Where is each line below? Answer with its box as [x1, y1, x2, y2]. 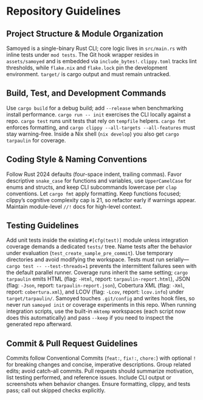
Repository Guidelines [6, 4, 121, 18]
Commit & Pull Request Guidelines [6, 338, 138, 348]
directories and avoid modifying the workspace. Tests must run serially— [6, 256, 190, 263]
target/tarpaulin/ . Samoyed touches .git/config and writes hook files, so [6, 295, 195, 302]
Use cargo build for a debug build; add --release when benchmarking [6, 104, 184, 111]
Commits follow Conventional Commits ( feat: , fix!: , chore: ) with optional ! [6, 354, 196, 362]
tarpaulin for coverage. [6, 136, 66, 144]
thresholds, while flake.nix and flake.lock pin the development [6, 64, 168, 71]
